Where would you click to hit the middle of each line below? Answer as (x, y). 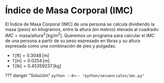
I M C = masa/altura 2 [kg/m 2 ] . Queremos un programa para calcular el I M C (80, 35)
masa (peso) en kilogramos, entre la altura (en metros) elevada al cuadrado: (82, 29)
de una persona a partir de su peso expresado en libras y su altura (73, 41)
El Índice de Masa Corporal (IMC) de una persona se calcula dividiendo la (80, 24)
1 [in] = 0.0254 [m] (31, 60)
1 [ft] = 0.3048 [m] (31, 55)
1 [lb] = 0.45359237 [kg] (37, 66)
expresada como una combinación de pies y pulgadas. (61, 46)
